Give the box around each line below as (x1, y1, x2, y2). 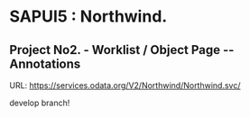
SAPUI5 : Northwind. (9, 6, 168, 27)
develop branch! (9, 97, 70, 108)
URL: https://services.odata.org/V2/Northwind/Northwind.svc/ (9, 80, 241, 91)
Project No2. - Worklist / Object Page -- (9, 42, 235, 58)
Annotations (9, 56, 81, 71)
